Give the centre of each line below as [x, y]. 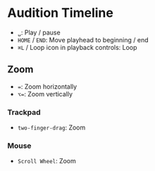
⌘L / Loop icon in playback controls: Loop [77, 47]
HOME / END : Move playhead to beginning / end [83, 39]
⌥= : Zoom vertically [45, 94]
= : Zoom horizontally [47, 87]
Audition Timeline [61, 13]
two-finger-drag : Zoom [51, 127]
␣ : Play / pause [39, 32]
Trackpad [24, 112]
